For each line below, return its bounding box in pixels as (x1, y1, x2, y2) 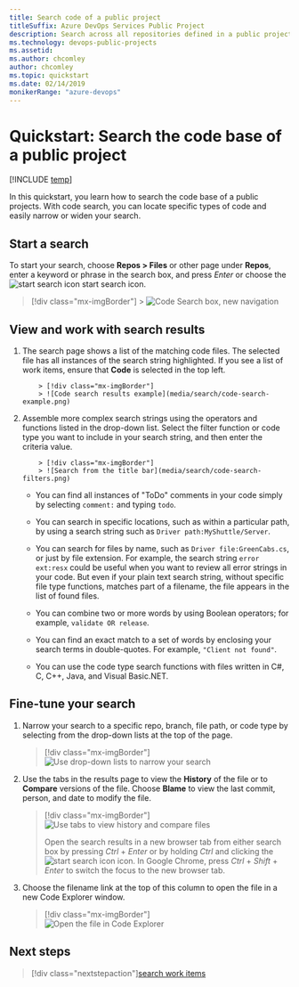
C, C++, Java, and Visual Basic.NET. (35, 671, 169, 681)
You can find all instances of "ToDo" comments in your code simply (35, 490, 283, 501)
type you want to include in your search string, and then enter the (21, 432, 263, 443)
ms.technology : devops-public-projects (9, 37, 158, 47)
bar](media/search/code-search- (141, 467, 263, 476)
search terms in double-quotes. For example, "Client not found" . (35, 644, 278, 655)
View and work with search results (9, 322, 206, 337)
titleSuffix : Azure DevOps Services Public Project (9, 21, 205, 30)
